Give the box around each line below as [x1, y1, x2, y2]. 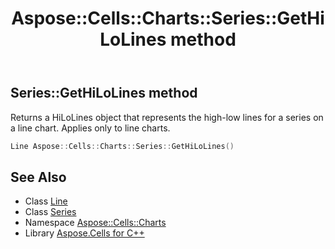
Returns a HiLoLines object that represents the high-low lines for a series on [10, 111, 324, 123]
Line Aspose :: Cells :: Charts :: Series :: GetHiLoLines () [10, 141, 235, 151]
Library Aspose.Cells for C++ [24, 227, 145, 239]
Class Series [24, 206, 77, 218]
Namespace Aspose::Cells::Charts [24, 217, 167, 229]
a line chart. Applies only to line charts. [10, 122, 171, 134]
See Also [10, 168, 67, 186]
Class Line [24, 195, 68, 207]
